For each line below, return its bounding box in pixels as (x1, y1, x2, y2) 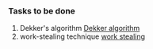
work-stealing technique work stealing (19, 32, 145, 41)
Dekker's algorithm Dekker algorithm (19, 24, 140, 33)
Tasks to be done (8, 6, 75, 17)
